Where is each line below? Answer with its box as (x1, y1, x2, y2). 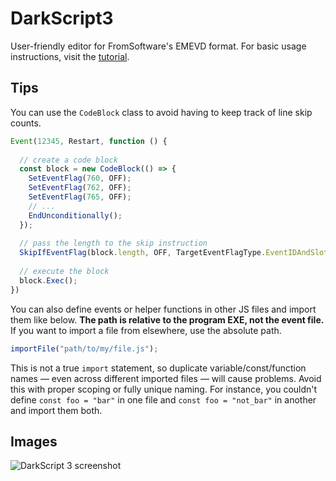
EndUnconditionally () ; (28, 210, 123, 221)
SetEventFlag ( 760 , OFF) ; (28, 173, 132, 184)
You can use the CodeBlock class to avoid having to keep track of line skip (10, 106, 313, 118)
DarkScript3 (10, 7, 114, 30)
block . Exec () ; (19, 275, 78, 286)
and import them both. (10, 404, 103, 416)
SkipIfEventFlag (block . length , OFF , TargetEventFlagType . (19, 248, 267, 258)
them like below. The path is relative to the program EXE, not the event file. (10, 313, 325, 326)
